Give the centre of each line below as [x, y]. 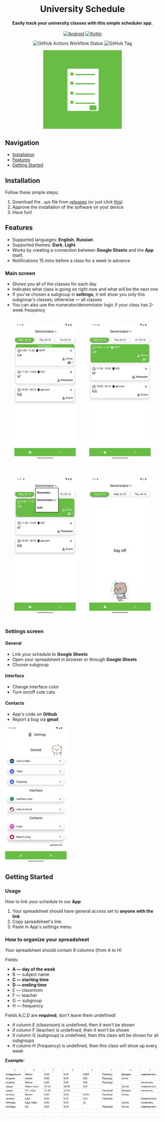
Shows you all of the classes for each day [54, 284]
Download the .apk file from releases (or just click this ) [68, 202]
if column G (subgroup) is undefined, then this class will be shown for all [85, 1035]
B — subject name [31, 974]
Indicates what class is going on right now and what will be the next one [85, 289]
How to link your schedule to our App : [43, 901]
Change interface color [36, 686]
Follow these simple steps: [32, 192]
